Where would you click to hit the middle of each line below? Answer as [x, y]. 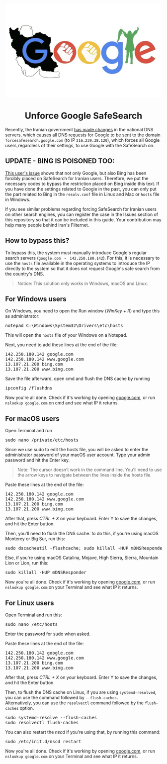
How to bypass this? [37, 240]
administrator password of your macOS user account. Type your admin [78, 455]
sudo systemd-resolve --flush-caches [51, 717]
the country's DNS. [25, 274]
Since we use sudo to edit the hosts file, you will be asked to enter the [77, 450]
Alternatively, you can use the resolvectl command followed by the [75, 703]
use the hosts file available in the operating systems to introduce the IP [78, 263]
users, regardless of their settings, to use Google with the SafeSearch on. [80, 145]
